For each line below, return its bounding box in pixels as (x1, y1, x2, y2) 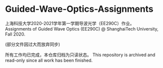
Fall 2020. (5, 31, 26, 37)
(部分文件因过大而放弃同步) (5, 41, 61, 47)
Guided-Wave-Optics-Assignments (5, 3, 154, 15)
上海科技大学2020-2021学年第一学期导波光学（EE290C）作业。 (5, 20, 134, 26)
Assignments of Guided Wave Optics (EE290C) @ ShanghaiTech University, (5, 26, 159, 32)
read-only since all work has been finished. (5, 57, 93, 63)
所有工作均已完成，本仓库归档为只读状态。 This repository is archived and (5, 52, 156, 58)
